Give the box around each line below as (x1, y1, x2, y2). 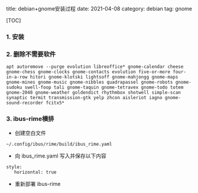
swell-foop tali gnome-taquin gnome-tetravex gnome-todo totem (24, 84, 184, 90)
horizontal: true (14, 169, 57, 175)
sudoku (6, 84, 22, 90)
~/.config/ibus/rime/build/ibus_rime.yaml (6, 141, 112, 147)
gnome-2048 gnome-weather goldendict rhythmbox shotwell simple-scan (6, 90, 181, 96)
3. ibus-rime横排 (6, 115, 54, 123)
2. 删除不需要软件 (6, 50, 56, 58)
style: (6, 164, 22, 170)
